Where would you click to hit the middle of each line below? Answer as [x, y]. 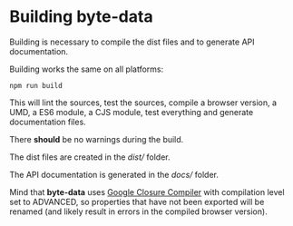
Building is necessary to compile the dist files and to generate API [132, 42]
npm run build [36, 85]
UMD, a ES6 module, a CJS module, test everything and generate [132, 112]
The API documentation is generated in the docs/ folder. [114, 174]
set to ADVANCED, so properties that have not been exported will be [137, 201]
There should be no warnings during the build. [97, 139]
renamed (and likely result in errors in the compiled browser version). [138, 211]
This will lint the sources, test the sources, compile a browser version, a [143, 103]
